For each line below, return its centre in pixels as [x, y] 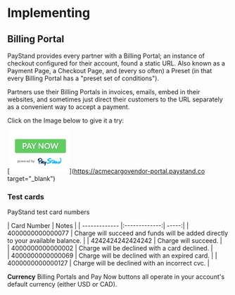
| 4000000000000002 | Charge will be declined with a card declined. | [110, 249]
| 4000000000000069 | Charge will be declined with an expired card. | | [112, 256]
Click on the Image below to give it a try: [66, 120]
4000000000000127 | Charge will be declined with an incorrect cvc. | [108, 263]
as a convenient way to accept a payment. [69, 107]
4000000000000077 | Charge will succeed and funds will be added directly [118, 233]
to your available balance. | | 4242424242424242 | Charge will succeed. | [115, 241]
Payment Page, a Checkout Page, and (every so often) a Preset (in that [110, 71]
